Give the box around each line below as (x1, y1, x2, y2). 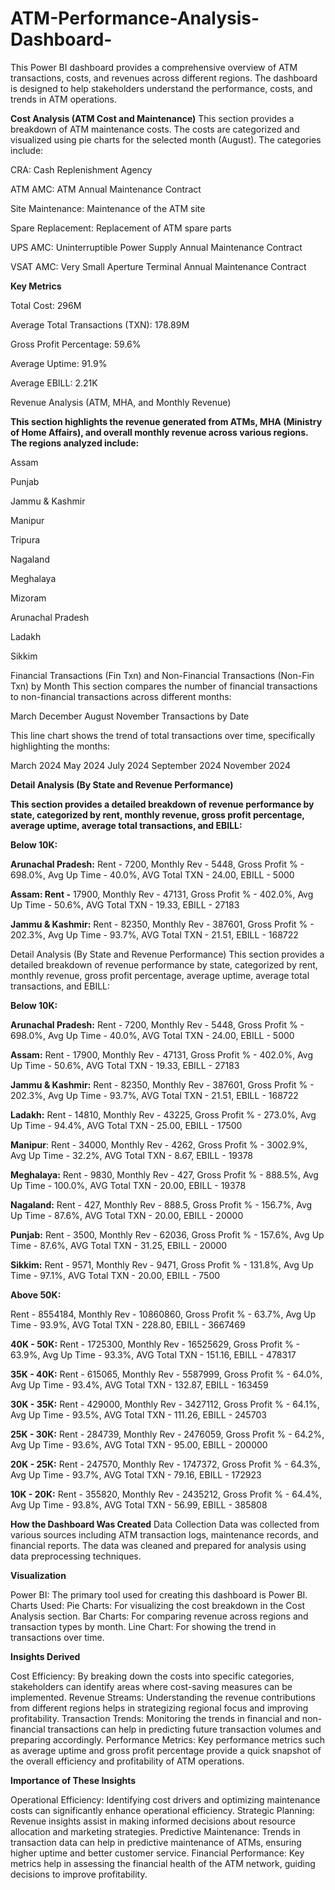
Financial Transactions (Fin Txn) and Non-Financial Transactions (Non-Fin (10, 669, 315, 681)
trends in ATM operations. (10, 93, 117, 105)
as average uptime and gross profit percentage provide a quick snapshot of (10, 1744, 322, 1756)
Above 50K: (10, 1288, 62, 1301)
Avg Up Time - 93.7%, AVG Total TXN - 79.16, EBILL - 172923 (10, 1468, 262, 1481)
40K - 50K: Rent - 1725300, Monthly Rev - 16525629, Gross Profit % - (10, 1338, 301, 1350)
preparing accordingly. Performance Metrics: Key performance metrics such (10, 1733, 325, 1746)
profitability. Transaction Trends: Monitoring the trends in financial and (10, 1712, 300, 1724)
